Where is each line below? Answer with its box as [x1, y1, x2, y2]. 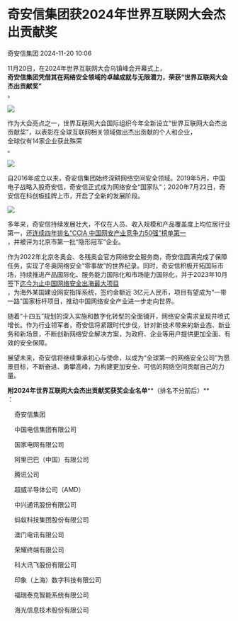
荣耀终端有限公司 [13, 545, 64, 554]
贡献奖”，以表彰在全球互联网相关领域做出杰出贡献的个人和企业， [7, 127, 197, 136]
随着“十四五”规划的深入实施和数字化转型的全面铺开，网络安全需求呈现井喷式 [7, 312, 230, 320]
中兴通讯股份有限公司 [13, 500, 76, 508]
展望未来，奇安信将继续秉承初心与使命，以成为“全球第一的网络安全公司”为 [7, 353, 225, 362]
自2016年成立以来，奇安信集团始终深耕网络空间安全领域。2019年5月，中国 [7, 173, 225, 182]
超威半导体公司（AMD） [13, 485, 85, 494]
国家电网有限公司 [13, 440, 64, 448]
